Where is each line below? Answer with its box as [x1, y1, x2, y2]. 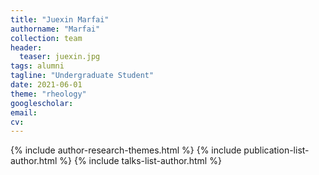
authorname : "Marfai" [10, 24, 101, 34]
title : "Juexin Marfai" [10, 14, 110, 25]
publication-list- [243, 144, 310, 156]
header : [10, 42, 43, 53]
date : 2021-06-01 [10, 80, 83, 90]
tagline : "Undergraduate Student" [10, 71, 155, 81]
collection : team [10, 33, 83, 43]
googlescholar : [10, 98, 74, 108]
